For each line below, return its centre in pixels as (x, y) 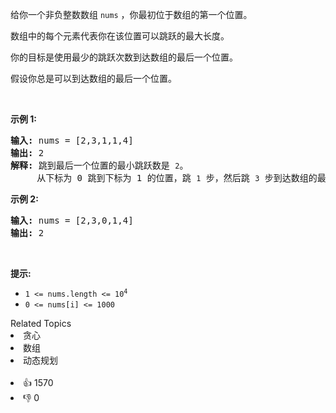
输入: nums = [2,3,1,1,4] (72, 140)
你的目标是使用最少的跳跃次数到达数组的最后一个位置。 (124, 57)
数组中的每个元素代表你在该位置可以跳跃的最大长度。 (120, 36)
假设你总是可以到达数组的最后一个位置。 (93, 78)
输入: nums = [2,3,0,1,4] (72, 220)
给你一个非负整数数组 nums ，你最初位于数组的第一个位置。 (131, 14)
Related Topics (41, 323)
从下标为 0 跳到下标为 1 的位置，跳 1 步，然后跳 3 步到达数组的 (177, 178)
